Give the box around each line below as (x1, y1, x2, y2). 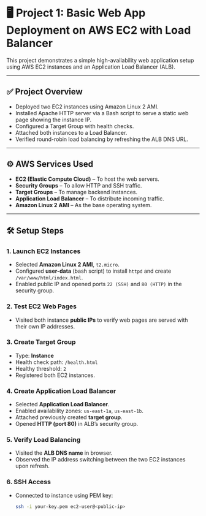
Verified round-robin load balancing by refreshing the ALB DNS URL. (15, 135, 189, 143)
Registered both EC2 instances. (15, 371, 95, 379)
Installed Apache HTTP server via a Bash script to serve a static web (15, 109, 189, 116)
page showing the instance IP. (15, 116, 92, 123)
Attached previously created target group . (15, 414, 123, 421)
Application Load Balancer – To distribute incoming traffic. (15, 195, 164, 202)
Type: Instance (15, 352, 54, 359)
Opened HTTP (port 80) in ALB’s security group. (15, 420, 139, 428)
